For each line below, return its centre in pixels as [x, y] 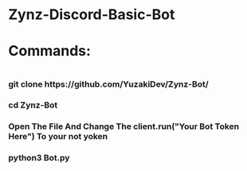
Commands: [50, 51]
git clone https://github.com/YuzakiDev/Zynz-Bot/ [108, 84]
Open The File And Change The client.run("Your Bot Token [124, 126]
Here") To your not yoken [58, 137]
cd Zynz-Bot [33, 105]
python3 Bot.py [39, 158]
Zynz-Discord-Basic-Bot [92, 15]
